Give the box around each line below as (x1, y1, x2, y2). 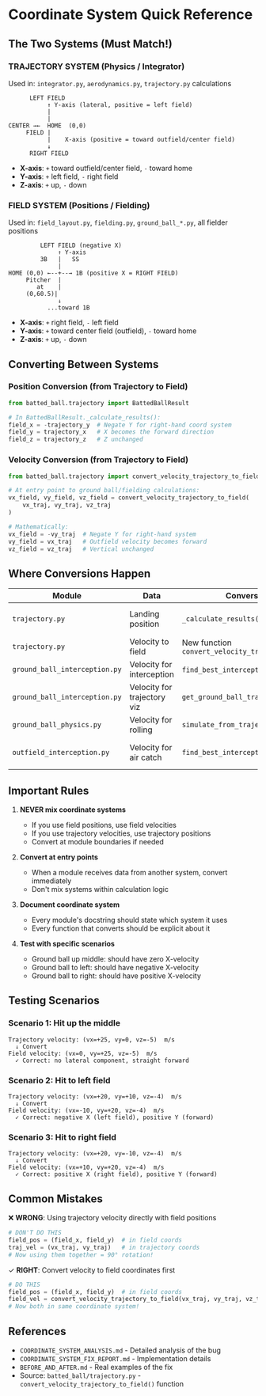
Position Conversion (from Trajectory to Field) (8, 381, 188, 393)
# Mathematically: (8, 522, 69, 531)
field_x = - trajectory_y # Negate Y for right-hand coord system (8, 421, 232, 429)
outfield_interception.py (12, 748, 110, 757)
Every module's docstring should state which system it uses (31, 916, 228, 925)
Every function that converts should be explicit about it (31, 924, 211, 933)
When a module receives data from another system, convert (31, 868, 228, 878)
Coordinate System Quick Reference (8, 6, 253, 24)
